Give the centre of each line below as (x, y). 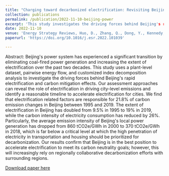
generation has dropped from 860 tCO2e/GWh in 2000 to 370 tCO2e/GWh (82, 126)
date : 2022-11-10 (23, 29)
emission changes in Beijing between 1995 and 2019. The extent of (74, 105)
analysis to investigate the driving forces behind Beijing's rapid (70, 78)
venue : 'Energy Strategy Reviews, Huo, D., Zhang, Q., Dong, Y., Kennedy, (85, 33)
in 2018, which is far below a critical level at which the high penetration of (81, 131)
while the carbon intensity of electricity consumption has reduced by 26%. (82, 115)
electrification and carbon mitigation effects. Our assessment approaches (81, 83)
